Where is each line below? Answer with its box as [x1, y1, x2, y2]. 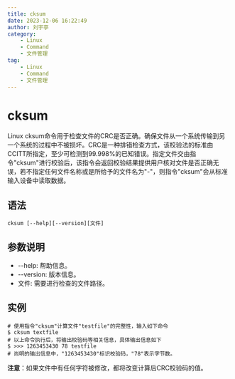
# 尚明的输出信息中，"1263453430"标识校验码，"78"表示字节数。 [7, 350, 176, 357]
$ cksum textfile [7, 328, 59, 336]
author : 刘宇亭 [7, 24, 49, 31]
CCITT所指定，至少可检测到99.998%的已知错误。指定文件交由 [7, 150, 190, 158]
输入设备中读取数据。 [7, 176, 70, 185]
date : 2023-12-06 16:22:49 [7, 17, 87, 24]
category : [7, 30, 37, 38]
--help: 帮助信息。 [17, 261, 72, 269]
